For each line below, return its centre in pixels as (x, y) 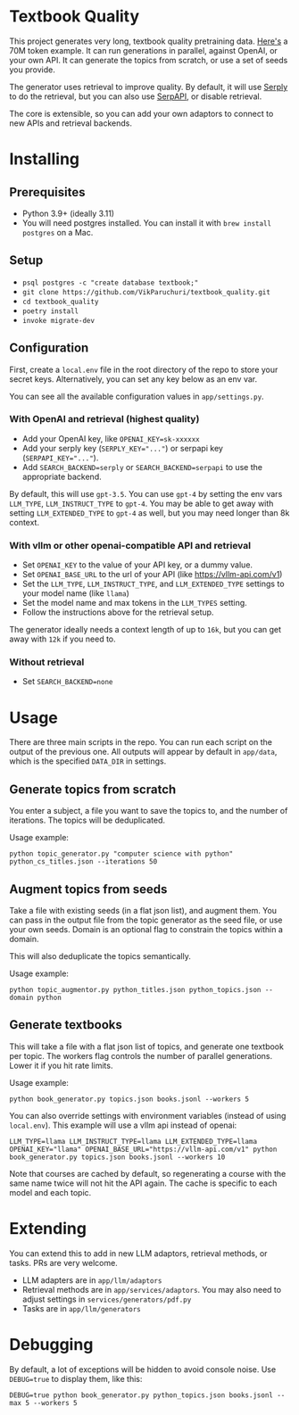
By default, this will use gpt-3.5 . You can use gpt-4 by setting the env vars (146, 493)
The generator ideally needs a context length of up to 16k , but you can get (145, 630)
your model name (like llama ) (75, 593)
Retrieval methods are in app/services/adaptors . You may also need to (152, 1289)
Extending (48, 1229)
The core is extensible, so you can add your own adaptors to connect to (141, 113)
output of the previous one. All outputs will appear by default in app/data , (143, 752)
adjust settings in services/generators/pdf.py (107, 1299)
